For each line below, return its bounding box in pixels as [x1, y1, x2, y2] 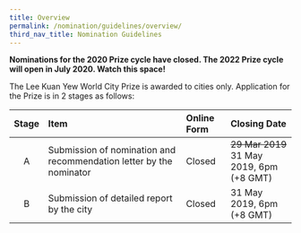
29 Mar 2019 [229, 138, 288, 151]
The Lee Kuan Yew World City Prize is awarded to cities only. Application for [9, 82, 290, 92]
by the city [47, 203, 92, 216]
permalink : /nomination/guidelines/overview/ [9, 22, 182, 30]
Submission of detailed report [47, 192, 173, 204]
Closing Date [229, 117, 287, 130]
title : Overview [9, 13, 70, 22]
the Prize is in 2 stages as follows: [9, 91, 135, 101]
